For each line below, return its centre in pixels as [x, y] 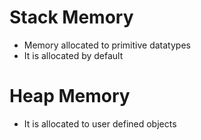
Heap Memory [70, 96]
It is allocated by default [73, 55]
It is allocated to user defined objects [100, 123]
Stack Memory [71, 17]
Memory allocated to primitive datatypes [107, 45]
